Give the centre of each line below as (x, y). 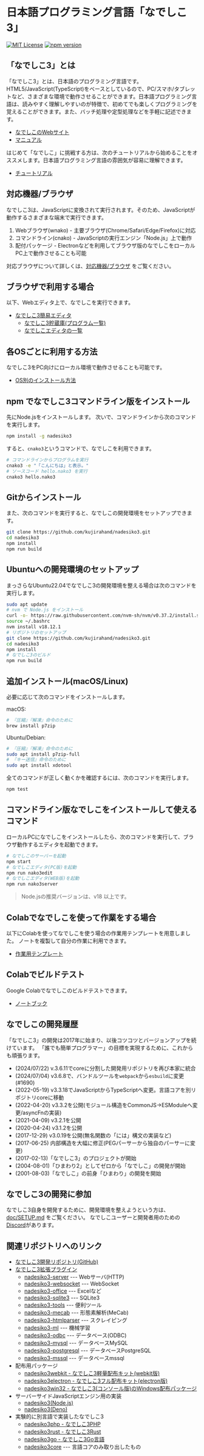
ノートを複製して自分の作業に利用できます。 (74, 941)
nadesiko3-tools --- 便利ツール (63, 1305)
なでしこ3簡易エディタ (43, 316)
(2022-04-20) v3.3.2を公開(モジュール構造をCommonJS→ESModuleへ (104, 1105)
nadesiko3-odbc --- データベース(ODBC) (75, 1335)
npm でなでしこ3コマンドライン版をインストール (98, 401)
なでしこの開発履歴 (42, 1024)
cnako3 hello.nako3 (31, 477)
